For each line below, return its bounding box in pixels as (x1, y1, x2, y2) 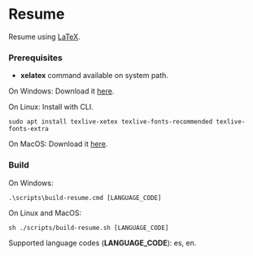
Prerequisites (8, 52, 63, 63)
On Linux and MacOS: (8, 208, 82, 218)
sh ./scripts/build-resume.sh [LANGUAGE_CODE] (8, 223, 169, 232)
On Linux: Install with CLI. (8, 102, 94, 112)
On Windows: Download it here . (8, 86, 115, 96)
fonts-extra (8, 125, 49, 133)
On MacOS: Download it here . (8, 139, 108, 149)
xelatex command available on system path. (20, 71, 169, 80)
